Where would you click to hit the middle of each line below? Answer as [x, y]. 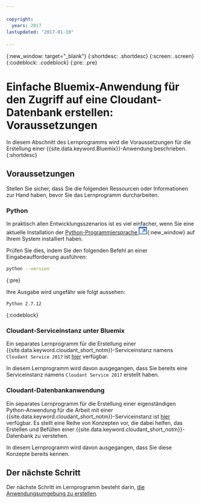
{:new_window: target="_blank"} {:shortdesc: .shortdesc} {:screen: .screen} [100, 56]
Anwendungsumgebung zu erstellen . [52, 494]
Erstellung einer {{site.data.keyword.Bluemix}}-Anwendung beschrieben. [97, 149]
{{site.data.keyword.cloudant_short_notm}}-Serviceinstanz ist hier [88, 416]
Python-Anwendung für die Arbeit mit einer [60, 410]
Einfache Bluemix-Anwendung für [93, 87]
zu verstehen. [52, 435]
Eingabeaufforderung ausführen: [47, 257]
